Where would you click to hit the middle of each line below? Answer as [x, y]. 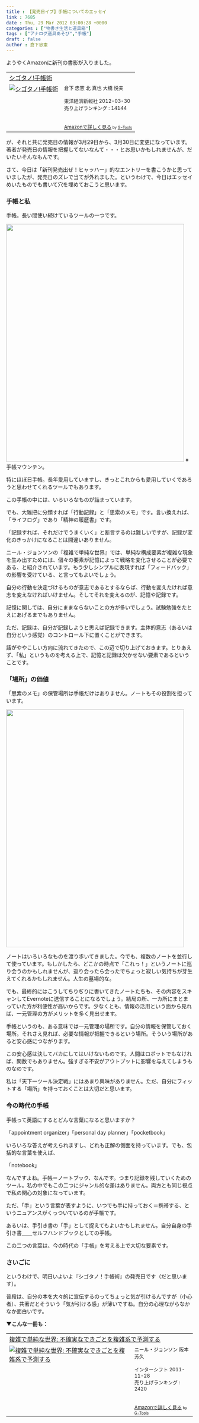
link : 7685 [21, 17]
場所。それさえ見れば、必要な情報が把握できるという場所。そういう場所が [97, 1034]
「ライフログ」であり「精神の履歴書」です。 [60, 520]
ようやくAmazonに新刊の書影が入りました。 [60, 62]
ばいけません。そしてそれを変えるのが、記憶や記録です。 [112, 595]
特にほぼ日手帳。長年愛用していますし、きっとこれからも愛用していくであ [97, 480]
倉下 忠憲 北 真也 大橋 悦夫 [94, 88]
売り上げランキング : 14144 [96, 108]
